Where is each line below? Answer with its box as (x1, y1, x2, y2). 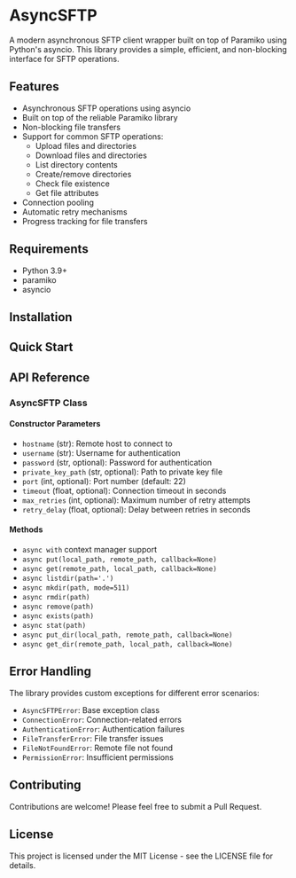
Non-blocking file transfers (21, 122, 121, 132)
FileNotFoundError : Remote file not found (21, 742, 174, 753)
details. (9, 859, 36, 870)
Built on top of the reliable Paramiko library (21, 112, 179, 122)
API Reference (9, 370, 90, 385)
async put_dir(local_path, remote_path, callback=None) (21, 631, 233, 639)
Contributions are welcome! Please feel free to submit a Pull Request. (9, 801, 262, 811)
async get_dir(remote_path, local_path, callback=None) (21, 640, 233, 649)
